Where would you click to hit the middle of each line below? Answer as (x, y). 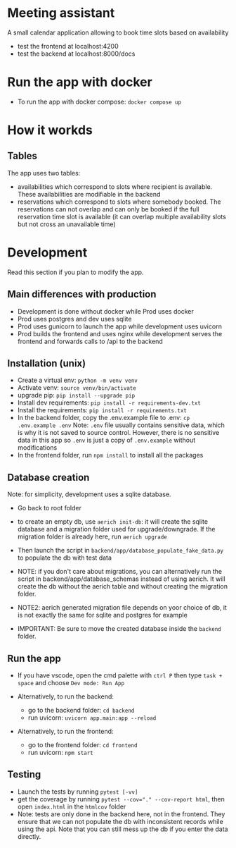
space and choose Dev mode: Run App (71, 683)
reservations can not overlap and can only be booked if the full (108, 209)
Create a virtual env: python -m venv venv (78, 380)
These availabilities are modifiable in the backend (89, 194)
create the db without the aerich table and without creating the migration (123, 586)
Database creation (48, 477)
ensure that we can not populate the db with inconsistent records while (120, 821)
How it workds (50, 130)
